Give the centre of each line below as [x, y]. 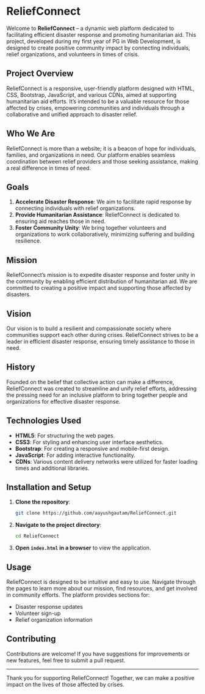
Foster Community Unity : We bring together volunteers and [91, 228]
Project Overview [40, 74]
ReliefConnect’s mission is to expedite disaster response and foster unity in [101, 275]
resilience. [28, 241]
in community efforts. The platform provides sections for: [78, 595]
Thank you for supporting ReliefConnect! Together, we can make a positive [100, 677]
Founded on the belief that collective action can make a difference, [90, 382]
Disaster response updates [49, 607]
